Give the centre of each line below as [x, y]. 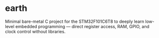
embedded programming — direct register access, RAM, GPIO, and [82, 26]
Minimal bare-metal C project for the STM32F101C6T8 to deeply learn [75, 21]
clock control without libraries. [35, 31]
